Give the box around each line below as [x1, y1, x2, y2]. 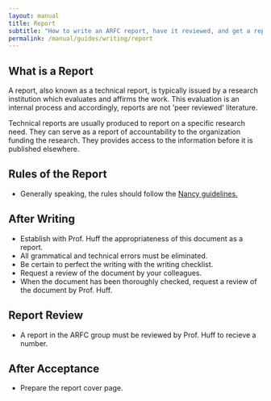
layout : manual [8, 11, 60, 20]
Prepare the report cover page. [19, 383, 123, 393]
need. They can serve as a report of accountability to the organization [8, 127, 240, 137]
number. [19, 338, 48, 348]
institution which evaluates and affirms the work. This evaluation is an [8, 94, 240, 104]
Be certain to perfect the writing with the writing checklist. [19, 259, 214, 269]
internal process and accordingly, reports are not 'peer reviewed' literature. [8, 102, 258, 113]
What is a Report [8, 64, 94, 77]
